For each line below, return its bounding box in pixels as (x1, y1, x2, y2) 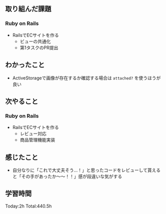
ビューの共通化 (19, 38, 51, 44)
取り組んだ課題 (5, 4, 51, 13)
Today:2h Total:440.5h (5, 203, 52, 209)
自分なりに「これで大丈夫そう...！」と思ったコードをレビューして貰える (12, 167, 161, 173)
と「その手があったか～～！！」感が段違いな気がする (12, 173, 122, 179)
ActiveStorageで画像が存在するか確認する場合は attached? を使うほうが (12, 74, 161, 81)
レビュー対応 (19, 130, 46, 136)
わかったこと (5, 60, 45, 69)
